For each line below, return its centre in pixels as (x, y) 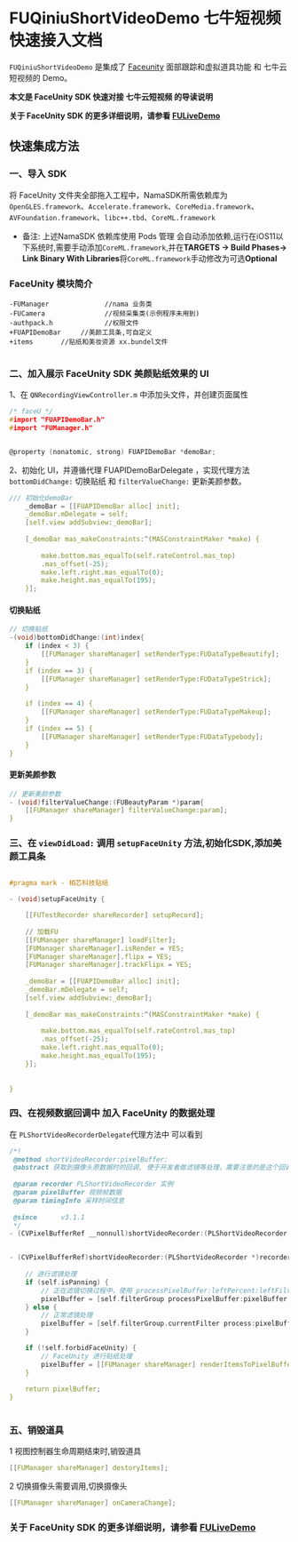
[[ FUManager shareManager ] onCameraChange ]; (93, 1503)
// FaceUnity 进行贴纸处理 (87, 1356)
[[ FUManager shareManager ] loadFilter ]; (101, 940)
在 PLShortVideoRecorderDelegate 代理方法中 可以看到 (106, 1134)
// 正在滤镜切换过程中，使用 (87, 1290)
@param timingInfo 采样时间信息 (69, 1201)
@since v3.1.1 (49, 1217)
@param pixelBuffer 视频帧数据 (67, 1193)
